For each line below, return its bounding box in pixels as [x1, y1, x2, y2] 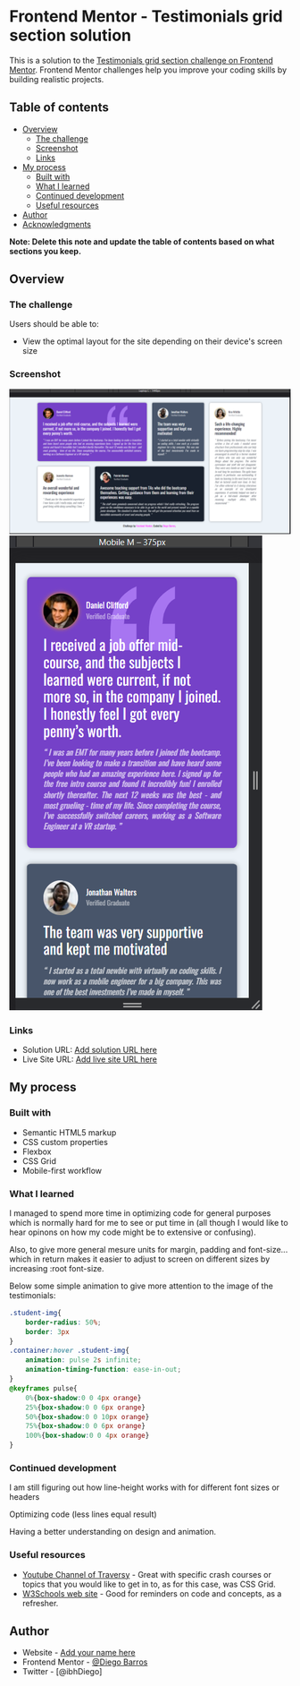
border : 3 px [25, 1327, 70, 1336]
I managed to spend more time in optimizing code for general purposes [9, 1207, 271, 1219]
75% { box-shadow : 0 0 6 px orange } [25, 1422, 146, 1431]
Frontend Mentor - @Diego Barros [21, 1656, 148, 1667]
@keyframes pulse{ [9, 1383, 78, 1393]
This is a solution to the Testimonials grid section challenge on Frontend [9, 55, 274, 65]
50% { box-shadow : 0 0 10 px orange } [25, 1412, 150, 1421]
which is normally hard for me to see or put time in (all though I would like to [9, 1217, 288, 1228]
